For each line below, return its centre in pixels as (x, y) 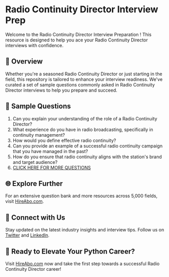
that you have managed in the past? (50, 151)
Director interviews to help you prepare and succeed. (61, 90)
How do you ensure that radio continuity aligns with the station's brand (87, 157)
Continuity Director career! (33, 269)
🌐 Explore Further (34, 184)
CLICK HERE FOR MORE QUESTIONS (52, 167)
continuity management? (39, 135)
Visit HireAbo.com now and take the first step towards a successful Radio (82, 264)
